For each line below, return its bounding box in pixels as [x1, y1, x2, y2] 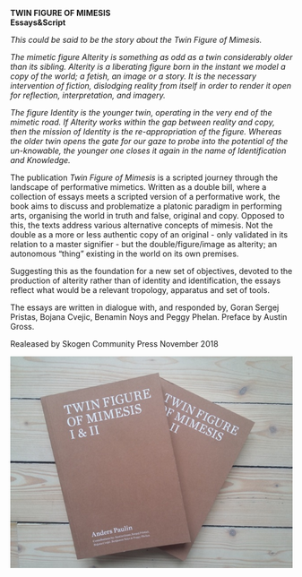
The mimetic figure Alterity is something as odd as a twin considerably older [10, 52, 293, 62]
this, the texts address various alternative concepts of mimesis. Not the [10, 220, 273, 230]
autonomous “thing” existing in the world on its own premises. [10, 248, 239, 259]
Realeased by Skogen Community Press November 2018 [10, 339, 219, 349]
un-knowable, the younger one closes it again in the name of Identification [10, 145, 287, 156]
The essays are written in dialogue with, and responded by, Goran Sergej [10, 302, 280, 313]
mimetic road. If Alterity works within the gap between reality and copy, [10, 116, 276, 127]
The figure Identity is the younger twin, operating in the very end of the [10, 108, 272, 117]
